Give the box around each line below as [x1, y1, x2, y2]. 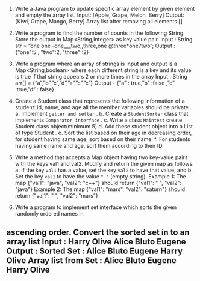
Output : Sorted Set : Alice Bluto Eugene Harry [6, 246, 183, 256]
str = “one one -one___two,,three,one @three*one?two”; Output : [14, 42, 176, 49]
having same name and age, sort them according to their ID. [14, 142, 164, 149]
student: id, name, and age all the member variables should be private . [14, 104, 192, 110]
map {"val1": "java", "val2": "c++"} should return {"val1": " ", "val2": [14, 180, 182, 186]
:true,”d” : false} [14, 86, 54, 92]
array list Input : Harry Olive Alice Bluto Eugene [6, 237, 186, 247]
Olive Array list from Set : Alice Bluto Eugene [6, 255, 177, 266]
